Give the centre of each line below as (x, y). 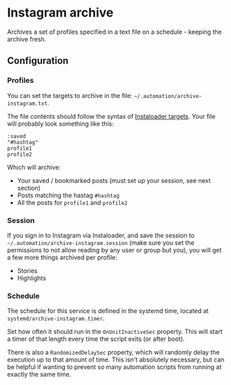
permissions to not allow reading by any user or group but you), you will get (114, 250)
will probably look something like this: (60, 124)
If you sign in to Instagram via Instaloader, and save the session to (101, 235)
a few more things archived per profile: (62, 257)
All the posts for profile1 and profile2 (72, 202)
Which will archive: (34, 167)
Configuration (38, 61)
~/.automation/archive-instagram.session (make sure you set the (101, 242)
